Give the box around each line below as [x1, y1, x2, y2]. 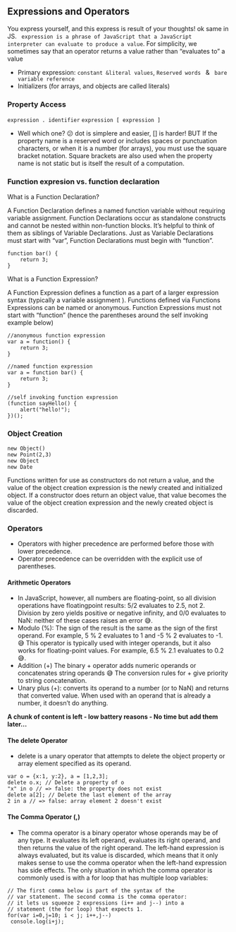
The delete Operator [7, 736, 68, 744]
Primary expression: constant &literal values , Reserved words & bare [17, 68, 228, 76]
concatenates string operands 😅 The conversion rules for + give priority [17, 669, 228, 677]
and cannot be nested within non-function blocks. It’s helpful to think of [7, 222, 215, 230]
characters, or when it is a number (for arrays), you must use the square [17, 144, 227, 153]
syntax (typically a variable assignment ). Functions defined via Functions [7, 296, 221, 304]
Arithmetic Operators [7, 578, 72, 587]
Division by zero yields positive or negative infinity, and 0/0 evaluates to [17, 609, 227, 617]
